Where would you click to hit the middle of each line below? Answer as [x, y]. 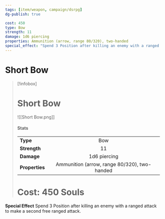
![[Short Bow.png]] [36, 117]
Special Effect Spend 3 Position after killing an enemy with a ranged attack [81, 206]
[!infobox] [27, 83]
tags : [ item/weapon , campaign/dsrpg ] [44, 10]
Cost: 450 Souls [51, 192]
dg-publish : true [23, 14]
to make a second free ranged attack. [43, 211]
